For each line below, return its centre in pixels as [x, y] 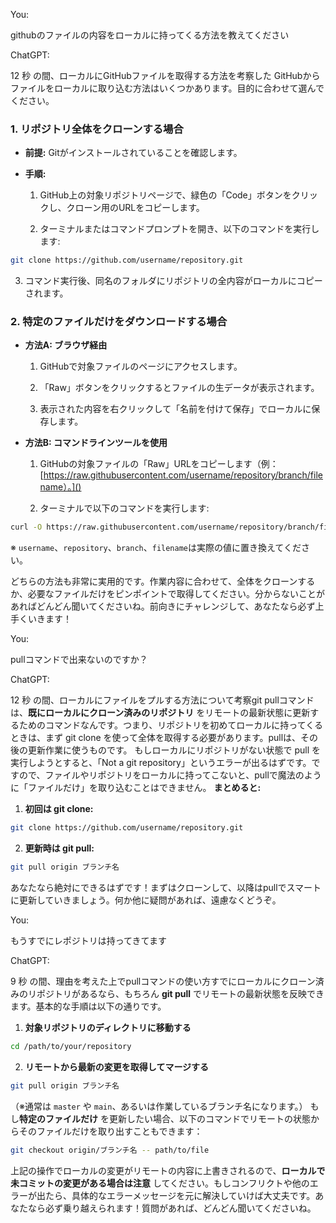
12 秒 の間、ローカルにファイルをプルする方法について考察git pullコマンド [162, 700]
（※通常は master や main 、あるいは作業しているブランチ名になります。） [159, 1106]
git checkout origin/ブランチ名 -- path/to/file [110, 1150]
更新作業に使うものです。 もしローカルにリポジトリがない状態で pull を [174, 750]
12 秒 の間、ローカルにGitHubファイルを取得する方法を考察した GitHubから [165, 75]
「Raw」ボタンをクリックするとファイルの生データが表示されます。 [179, 388]
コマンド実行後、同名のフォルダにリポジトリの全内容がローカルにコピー [173, 281]
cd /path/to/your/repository [71, 1047]
